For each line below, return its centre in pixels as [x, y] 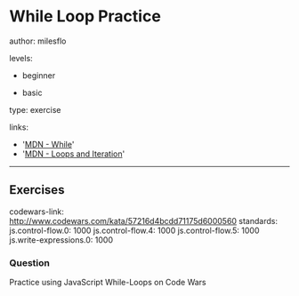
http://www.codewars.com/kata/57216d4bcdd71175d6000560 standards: [144, 220]
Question [30, 262]
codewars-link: [37, 212]
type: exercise [35, 109]
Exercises [37, 190]
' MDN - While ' [48, 144]
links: [19, 127]
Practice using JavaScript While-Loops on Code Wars [108, 283]
